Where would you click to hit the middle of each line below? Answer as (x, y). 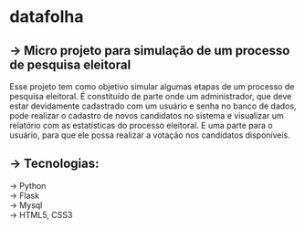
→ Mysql (26, 205)
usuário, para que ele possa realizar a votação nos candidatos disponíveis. (150, 135)
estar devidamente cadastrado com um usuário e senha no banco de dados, (153, 106)
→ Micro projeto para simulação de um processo (150, 51)
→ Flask (24, 195)
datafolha (47, 17)
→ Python (28, 185)
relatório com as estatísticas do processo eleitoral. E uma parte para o (141, 125)
